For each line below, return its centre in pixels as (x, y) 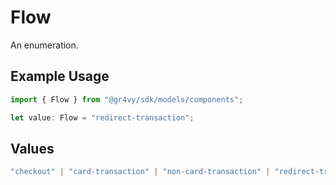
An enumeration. (44, 45)
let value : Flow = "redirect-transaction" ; (102, 117)
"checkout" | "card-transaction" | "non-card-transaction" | (140, 172)
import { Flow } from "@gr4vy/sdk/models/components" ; (127, 99)
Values (32, 148)
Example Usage (60, 76)
